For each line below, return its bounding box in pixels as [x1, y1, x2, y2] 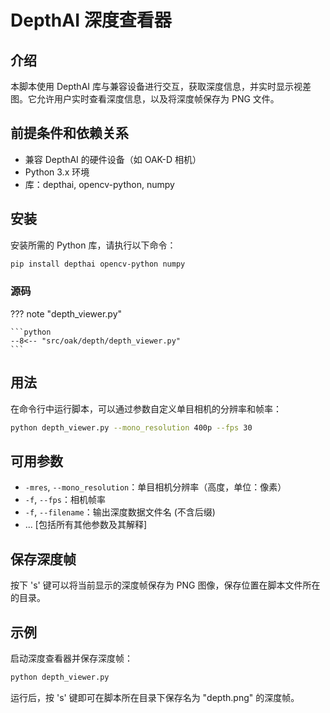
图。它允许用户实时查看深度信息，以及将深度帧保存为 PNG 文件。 [10, 93, 280, 105]
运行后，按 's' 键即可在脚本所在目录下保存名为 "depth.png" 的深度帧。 [10, 691, 300, 703]
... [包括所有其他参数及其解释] [24, 519, 148, 531]
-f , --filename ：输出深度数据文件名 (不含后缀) [24, 506, 216, 518]
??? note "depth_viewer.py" [10, 307, 123, 320]
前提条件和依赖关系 [10, 125, 129, 142]
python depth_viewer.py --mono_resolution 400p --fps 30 [10, 422, 253, 433]
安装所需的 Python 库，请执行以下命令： [10, 239, 177, 251]
